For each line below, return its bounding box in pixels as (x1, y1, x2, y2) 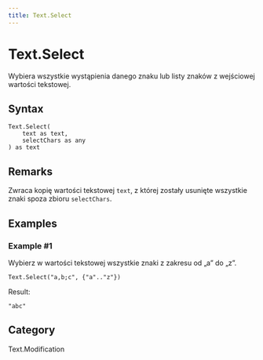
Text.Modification (8, 344, 65, 354)
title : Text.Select (8, 11, 72, 20)
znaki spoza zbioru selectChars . (8, 194, 112, 204)
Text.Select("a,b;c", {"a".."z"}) (8, 273, 122, 281)
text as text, (22, 130, 68, 138)
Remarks (8, 165, 53, 178)
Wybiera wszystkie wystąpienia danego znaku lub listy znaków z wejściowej (8, 71, 255, 81)
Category (8, 323, 56, 337)
